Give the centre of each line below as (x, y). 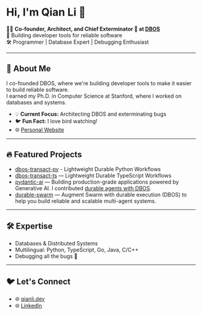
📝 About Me (29, 69)
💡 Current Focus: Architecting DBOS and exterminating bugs (90, 114)
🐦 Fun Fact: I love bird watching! (56, 121)
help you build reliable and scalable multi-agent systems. (85, 201)
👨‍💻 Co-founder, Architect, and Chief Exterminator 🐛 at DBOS (83, 29)
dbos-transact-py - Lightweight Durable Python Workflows (88, 169)
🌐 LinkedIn (28, 306)
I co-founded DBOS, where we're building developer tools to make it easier (99, 83)
